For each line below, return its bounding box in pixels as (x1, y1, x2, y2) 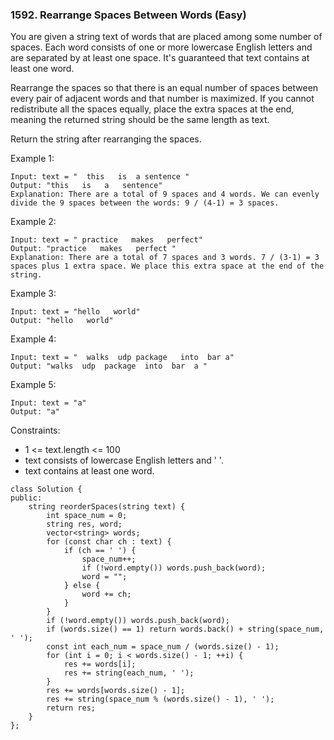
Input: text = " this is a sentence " (10, 172, 190, 182)
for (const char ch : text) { (46, 537, 172, 547)
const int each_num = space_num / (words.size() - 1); (46, 642, 280, 652)
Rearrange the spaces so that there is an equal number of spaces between (10, 82, 319, 94)
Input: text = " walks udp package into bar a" (10, 353, 235, 363)
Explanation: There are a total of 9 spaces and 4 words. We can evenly (10, 189, 320, 200)
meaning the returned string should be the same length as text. (10, 114, 270, 126)
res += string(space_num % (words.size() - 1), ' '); (46, 694, 275, 705)
